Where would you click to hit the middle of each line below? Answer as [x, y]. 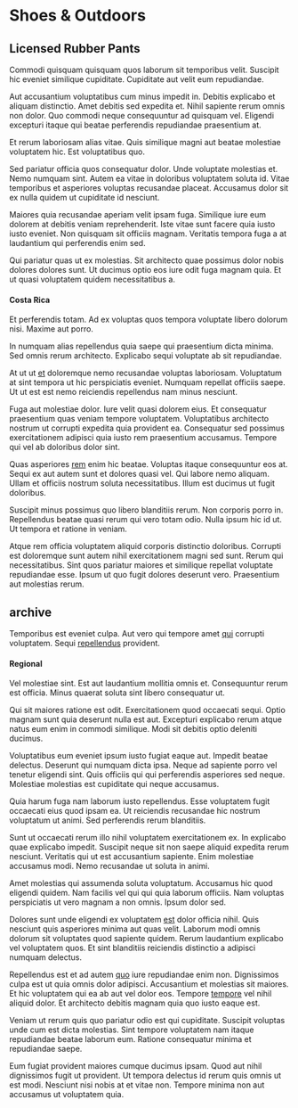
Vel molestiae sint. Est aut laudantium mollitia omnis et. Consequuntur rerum [149, 684]
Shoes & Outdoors [78, 16]
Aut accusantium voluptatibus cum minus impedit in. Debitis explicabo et [142, 96]
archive [31, 612]
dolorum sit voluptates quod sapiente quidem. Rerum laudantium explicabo [146, 939]
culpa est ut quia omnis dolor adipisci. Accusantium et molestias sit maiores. [149, 984]
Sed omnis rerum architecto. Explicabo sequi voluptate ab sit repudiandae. [145, 356]
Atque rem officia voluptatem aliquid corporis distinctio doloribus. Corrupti [145, 546]
